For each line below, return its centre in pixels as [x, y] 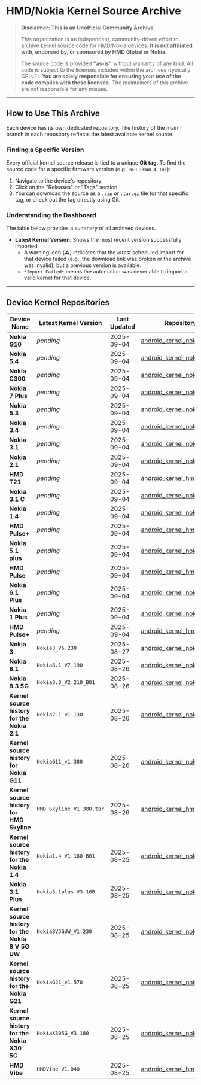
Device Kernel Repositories [58, 303]
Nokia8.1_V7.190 [60, 665]
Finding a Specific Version [45, 150]
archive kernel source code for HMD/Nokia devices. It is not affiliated [106, 45]
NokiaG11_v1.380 [60, 762]
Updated [123, 327]
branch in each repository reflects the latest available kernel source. [90, 134]
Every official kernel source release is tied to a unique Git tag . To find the [96, 163]
